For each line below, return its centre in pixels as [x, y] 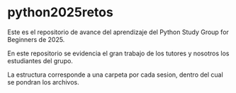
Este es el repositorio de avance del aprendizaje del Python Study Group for [118, 32]
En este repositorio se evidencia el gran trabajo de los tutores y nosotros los [118, 53]
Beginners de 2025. [36, 39]
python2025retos [60, 12]
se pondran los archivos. [43, 82]
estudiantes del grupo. [40, 60]
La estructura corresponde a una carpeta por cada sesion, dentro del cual [115, 75]
